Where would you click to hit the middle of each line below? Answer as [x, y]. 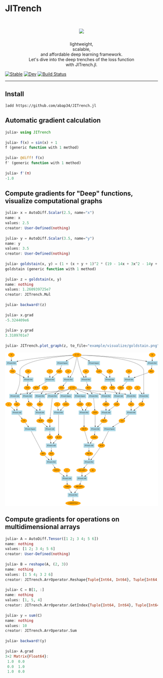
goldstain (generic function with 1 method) [51, 269]
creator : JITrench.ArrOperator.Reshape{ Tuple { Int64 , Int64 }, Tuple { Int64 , [82, 580]
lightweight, [81, 44]
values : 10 [16, 626]
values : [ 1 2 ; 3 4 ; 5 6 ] [30, 549]
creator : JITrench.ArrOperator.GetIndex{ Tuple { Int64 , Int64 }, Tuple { [77, 605]
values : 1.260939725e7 [28, 290]
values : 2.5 [17, 223]
